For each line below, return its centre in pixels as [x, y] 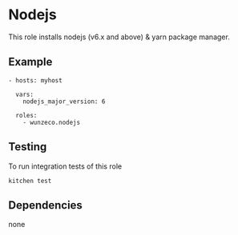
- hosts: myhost [35, 80]
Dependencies [45, 205]
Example [30, 62]
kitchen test [30, 181]
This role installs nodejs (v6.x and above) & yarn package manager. [119, 37]
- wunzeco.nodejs [52, 122]
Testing [28, 147]
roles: [26, 115]
